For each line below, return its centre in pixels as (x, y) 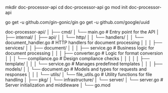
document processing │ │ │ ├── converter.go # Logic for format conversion (84, 53)
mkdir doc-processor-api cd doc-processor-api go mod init (66, 7)
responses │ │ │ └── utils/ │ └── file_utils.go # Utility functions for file (79, 74)
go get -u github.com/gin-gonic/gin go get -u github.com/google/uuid (77, 22)
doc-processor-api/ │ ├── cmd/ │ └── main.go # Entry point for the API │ (82, 32)
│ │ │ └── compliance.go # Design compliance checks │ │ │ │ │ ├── (77, 58)
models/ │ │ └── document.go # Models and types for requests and (76, 69)
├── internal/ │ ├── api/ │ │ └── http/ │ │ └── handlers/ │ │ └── (74, 37)
